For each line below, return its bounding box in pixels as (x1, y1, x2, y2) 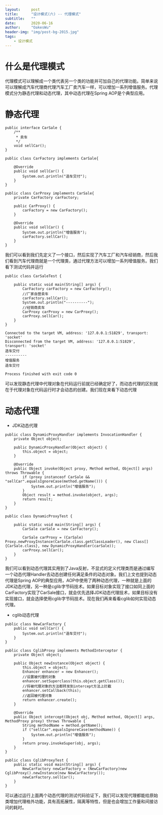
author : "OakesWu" (5, 25, 51, 30)
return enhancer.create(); (22, 697, 77, 702)
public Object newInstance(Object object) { (14, 661, 105, 666)
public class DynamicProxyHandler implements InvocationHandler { (5, 432, 142, 437)
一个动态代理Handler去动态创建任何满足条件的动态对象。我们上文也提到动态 (5, 571, 157, 577)
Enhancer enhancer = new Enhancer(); (22, 669, 98, 674)
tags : (5, 34, 16, 39)
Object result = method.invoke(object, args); (22, 492, 118, 497)
